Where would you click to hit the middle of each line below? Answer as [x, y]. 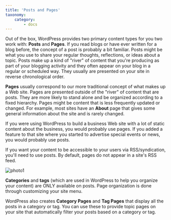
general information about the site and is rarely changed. [65, 114]
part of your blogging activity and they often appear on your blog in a [78, 66]
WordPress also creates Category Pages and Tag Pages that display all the [84, 201]
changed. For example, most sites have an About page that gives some [80, 108]
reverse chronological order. [35, 77]
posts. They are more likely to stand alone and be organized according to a [84, 97]
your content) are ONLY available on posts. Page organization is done [78, 186]
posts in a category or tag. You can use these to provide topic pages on [81, 207]
